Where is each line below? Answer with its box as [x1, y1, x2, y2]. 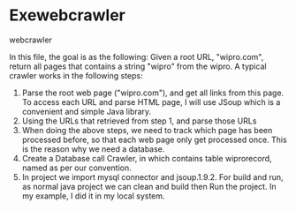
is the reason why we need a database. [21, 143, 165, 154]
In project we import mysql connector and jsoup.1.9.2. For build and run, [21, 171, 285, 182]
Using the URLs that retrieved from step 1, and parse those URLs [21, 116, 257, 126]
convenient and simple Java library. [21, 106, 152, 116]
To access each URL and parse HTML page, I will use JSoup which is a [21, 96, 281, 107]
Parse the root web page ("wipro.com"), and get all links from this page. [21, 87, 285, 98]
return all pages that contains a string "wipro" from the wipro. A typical [9, 61, 267, 71]
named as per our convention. [21, 162, 133, 173]
